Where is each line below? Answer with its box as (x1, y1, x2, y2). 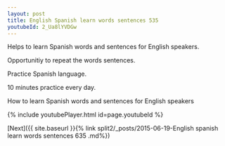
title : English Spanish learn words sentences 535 (7, 17, 159, 24)
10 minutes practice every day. (7, 84, 96, 92)
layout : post (7, 10, 46, 18)
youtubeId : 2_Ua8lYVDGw (7, 23, 77, 30)
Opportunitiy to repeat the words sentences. (7, 56, 136, 65)
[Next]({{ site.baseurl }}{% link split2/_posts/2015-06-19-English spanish (7, 124, 219, 133)
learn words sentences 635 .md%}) (7, 131, 110, 140)
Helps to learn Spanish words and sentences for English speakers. (7, 43, 200, 51)
